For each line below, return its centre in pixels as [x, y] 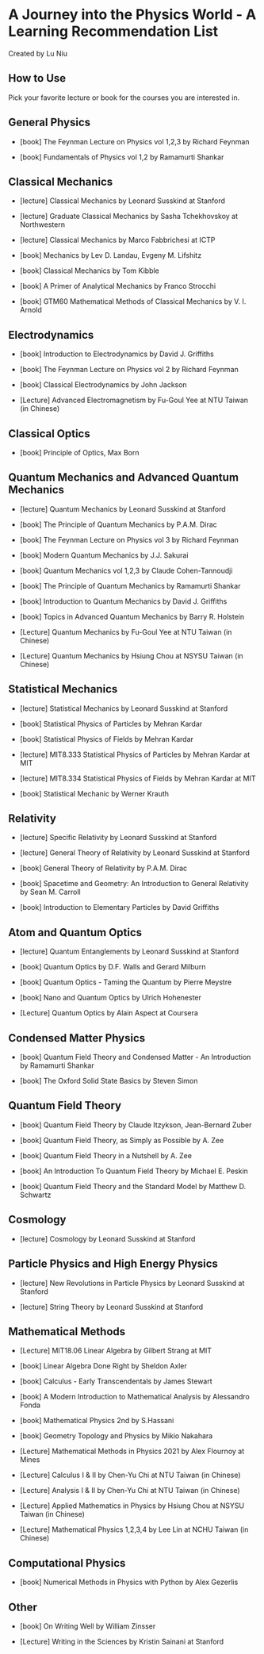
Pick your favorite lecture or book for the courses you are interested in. [124, 98]
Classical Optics [49, 434]
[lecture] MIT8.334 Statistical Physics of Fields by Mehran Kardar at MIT [138, 778]
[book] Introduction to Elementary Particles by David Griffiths [119, 908]
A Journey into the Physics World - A [132, 15]
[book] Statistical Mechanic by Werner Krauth [94, 793]
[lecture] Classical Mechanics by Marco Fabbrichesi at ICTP [117, 240]
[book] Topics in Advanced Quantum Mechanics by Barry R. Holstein [132, 616]
